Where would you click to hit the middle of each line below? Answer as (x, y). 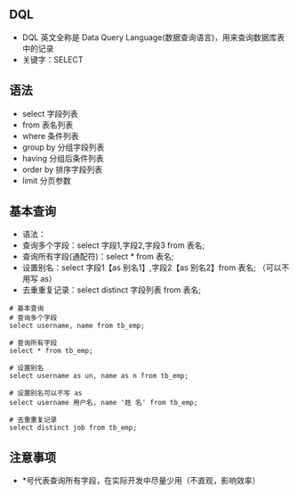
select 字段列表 (50, 113)
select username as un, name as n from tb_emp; (99, 376)
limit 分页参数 (46, 180)
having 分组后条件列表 (63, 158)
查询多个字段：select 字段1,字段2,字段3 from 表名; (113, 245)
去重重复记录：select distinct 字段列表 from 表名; (112, 290)
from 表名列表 (48, 125)
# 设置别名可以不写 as (46, 393)
